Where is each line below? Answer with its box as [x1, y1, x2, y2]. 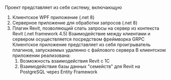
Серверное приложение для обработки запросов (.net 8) [12, 20, 138, 26]
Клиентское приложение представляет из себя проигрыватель [12, 42, 151, 48]
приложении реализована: [12, 52, 71, 58]
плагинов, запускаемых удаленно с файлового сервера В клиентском [12, 47, 166, 53]
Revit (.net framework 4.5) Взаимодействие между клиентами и [12, 31, 151, 36]
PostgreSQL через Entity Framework [19, 69, 98, 75]
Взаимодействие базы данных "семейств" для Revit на [19, 64, 140, 69]
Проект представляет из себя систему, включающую [5, 5, 122, 10]
